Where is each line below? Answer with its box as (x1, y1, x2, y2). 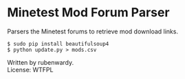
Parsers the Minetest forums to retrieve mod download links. (7, 27, 179, 35)
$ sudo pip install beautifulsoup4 (7, 40, 109, 47)
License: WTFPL (7, 65, 54, 74)
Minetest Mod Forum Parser (7, 5, 170, 20)
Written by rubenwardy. (7, 58, 74, 66)
